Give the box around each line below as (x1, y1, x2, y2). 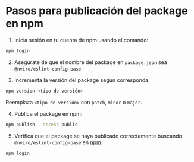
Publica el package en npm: (14, 110, 83, 117)
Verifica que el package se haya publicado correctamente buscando (14, 132, 182, 139)
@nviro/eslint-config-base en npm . (14, 138, 103, 146)
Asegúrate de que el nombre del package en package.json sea (14, 58, 167, 66)
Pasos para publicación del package (5, 4, 188, 18)
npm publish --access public (5, 122, 78, 128)
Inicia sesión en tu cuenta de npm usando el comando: (14, 36, 149, 43)
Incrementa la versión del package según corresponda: (14, 76, 150, 84)
